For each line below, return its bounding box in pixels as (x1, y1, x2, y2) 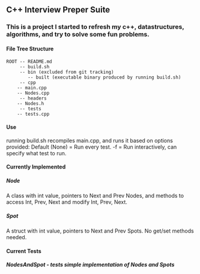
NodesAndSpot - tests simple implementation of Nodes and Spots (6, 261, 175, 269)
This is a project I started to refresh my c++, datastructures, (6, 23, 184, 31)
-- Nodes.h (17, 100, 44, 107)
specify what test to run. (6, 149, 67, 156)
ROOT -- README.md (6, 58, 52, 65)
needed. (6, 234, 27, 241)
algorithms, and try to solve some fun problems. (6, 30, 150, 38)
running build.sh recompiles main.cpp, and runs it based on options (6, 137, 173, 144)
